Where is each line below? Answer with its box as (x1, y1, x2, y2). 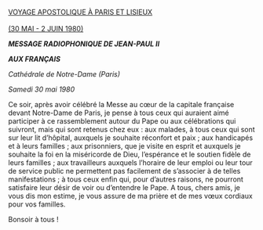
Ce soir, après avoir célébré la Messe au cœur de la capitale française (8, 100, 235, 109)
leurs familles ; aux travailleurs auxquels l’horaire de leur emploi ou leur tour (8, 158, 253, 167)
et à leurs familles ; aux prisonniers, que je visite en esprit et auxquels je (8, 142, 241, 150)
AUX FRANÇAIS (8, 55, 61, 63)
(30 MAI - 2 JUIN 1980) (8, 24, 84, 33)
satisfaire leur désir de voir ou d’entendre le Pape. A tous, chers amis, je (8, 183, 241, 192)
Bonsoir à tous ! (8, 215, 59, 224)
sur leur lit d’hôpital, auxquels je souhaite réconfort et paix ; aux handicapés (8, 133, 254, 142)
